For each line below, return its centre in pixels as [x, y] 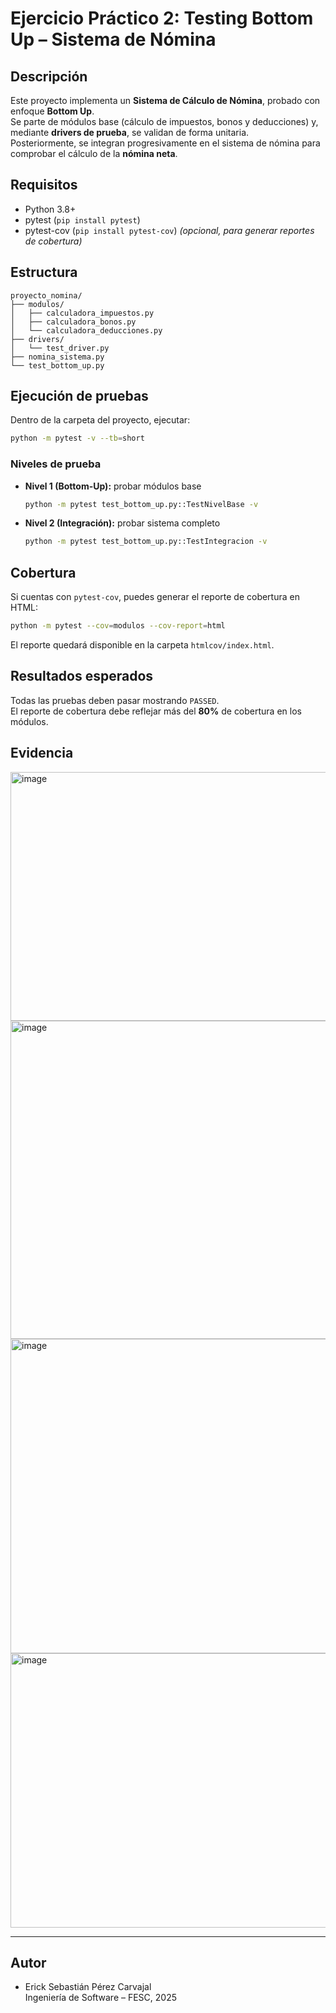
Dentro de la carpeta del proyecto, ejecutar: [100, 420]
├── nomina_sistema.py [57, 357]
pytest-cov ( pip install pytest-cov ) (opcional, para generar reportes [169, 230]
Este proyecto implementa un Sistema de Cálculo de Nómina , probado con [165, 100]
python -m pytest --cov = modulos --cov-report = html [118, 626]
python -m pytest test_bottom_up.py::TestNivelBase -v [141, 504]
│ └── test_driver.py [60, 348]
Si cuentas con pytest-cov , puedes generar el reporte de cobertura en [155, 597]
